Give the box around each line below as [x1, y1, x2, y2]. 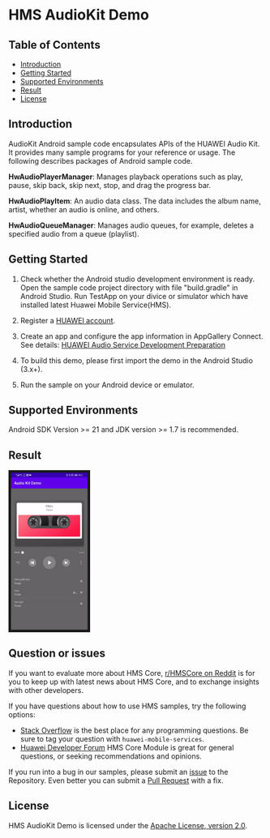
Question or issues [8, 647, 105, 661]
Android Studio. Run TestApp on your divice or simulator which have [19, 291, 249, 301]
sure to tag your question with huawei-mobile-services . [19, 733, 205, 743]
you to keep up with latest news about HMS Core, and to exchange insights [8, 677, 259, 686]
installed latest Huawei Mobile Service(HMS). [19, 300, 172, 310]
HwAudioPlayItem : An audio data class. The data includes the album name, [8, 196, 261, 206]
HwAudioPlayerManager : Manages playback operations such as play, [8, 172, 243, 182]
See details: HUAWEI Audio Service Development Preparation [19, 340, 225, 349]
